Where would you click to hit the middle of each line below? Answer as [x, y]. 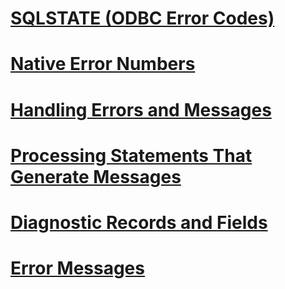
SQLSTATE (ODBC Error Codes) [142, 18]
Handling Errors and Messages [141, 109]
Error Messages [77, 268]
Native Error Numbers [103, 64]
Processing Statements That [131, 155]
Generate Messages [96, 176]
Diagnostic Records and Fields [139, 222]
